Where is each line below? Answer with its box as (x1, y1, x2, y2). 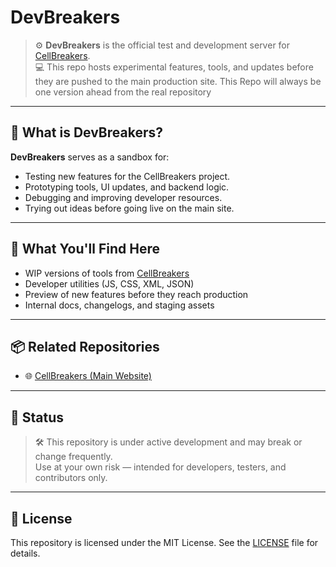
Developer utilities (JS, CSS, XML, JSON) (24, 277, 195, 290)
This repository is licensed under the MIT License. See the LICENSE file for (10, 537, 319, 548)
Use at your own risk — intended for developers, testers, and (34, 461, 287, 473)
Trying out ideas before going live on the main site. (24, 202, 235, 214)
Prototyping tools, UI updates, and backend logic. (24, 181, 230, 193)
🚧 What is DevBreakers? (10, 124, 163, 141)
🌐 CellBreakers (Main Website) (24, 370, 152, 382)
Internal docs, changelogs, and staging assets (24, 299, 215, 311)
